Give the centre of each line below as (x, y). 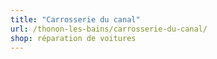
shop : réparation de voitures (73, 38)
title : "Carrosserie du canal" (75, 19)
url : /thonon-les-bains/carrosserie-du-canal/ (109, 29)
